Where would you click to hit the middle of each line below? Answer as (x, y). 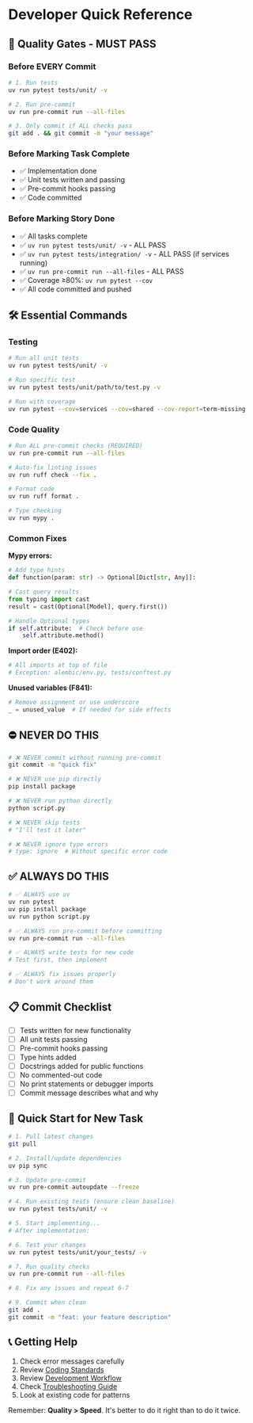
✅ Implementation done (58, 171)
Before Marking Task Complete (69, 154)
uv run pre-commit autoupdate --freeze (74, 1187)
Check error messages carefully (72, 1361)
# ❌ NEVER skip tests (44, 822)
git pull (23, 1144)
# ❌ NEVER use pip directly (55, 779)
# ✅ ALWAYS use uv (39, 895)
